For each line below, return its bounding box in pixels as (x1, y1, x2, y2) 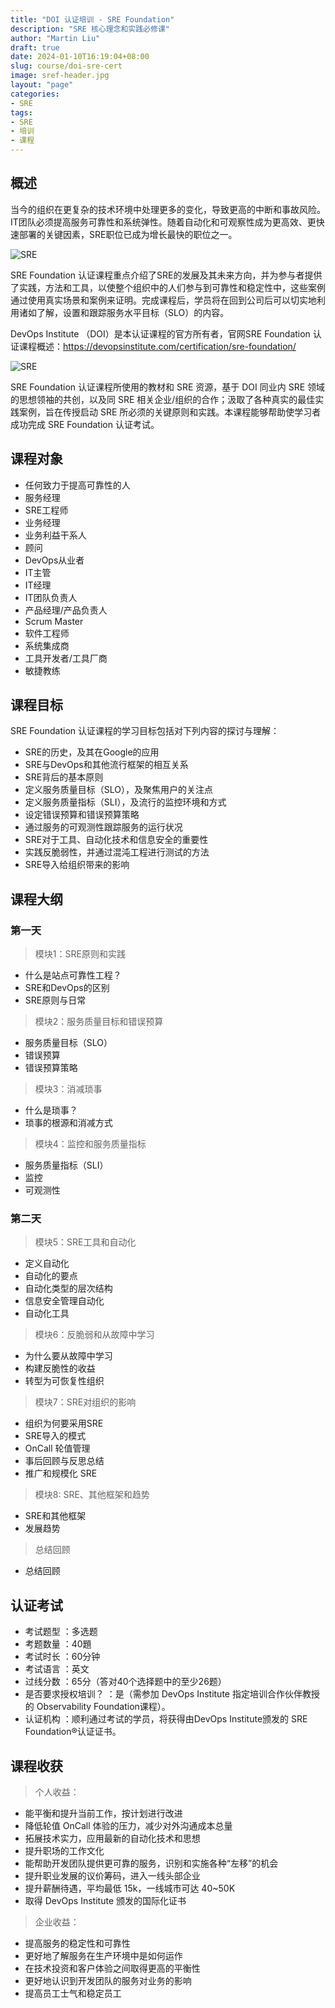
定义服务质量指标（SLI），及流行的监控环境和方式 (24, 796, 227, 808)
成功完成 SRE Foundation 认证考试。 (10, 418, 160, 430)
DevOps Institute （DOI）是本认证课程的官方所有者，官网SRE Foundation (10, 327, 311, 340)
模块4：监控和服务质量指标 (34, 1138, 147, 1150)
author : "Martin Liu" (10, 33, 101, 43)
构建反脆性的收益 (24, 1362, 96, 1375)
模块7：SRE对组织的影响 (34, 1396, 137, 1408)
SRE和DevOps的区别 (24, 982, 110, 994)
